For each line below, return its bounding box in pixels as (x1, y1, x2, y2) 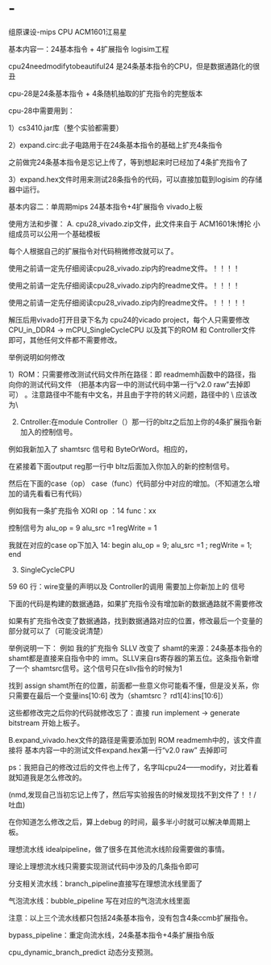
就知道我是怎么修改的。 (8, 772, 86, 782)
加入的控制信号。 (19, 427, 77, 436)
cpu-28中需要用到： (8, 105, 75, 116)
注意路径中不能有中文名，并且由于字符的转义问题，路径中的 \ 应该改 (31, 390, 257, 399)
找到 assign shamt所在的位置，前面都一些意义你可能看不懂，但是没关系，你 (8, 681, 260, 690)
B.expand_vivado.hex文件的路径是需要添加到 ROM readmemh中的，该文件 (8, 735, 256, 744)
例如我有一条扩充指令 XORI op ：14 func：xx (8, 505, 157, 516)
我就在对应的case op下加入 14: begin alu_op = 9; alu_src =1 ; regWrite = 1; (8, 540, 252, 550)
